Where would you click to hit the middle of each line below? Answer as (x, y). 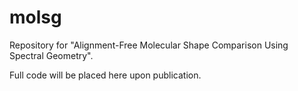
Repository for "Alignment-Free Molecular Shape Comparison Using (149, 45)
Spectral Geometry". (51, 55)
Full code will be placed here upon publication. (105, 75)
